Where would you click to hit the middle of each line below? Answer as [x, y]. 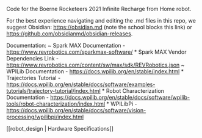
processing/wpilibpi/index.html [45, 117]
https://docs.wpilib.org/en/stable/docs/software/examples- [81, 84]
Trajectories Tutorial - [34, 78]
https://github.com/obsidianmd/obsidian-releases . [70, 34]
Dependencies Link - [33, 58]
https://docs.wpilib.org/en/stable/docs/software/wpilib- [120, 97]
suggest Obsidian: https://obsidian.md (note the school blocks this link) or [99, 27]
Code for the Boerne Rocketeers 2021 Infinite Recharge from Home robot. [99, 9]
